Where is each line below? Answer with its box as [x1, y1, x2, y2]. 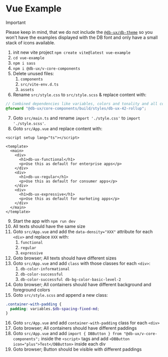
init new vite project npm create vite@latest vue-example [12, 49, 131, 55]
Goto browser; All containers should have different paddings [12, 325, 137, 331]
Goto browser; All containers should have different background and [12, 281, 152, 287]
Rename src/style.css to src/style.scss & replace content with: [12, 92, 147, 98]
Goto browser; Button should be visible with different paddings [12, 347, 142, 353]
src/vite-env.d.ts [20, 82, 59, 87]
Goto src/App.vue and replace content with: [12, 125, 103, 131]
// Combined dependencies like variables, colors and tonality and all [5, 101, 158, 106]
